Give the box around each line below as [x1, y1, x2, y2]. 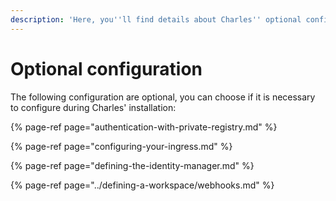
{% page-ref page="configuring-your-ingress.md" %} [10, 140, 233, 152]
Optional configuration [10, 57, 203, 80]
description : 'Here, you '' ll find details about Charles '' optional [10, 14, 302, 25]
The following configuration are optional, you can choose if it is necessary [10, 91, 316, 103]
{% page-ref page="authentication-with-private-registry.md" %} [10, 121, 278, 133]
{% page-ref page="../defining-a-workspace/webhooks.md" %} [10, 179, 275, 191]
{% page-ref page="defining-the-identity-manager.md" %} [10, 159, 255, 171]
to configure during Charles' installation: [10, 101, 177, 113]
